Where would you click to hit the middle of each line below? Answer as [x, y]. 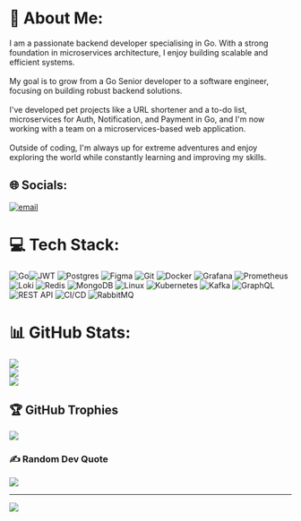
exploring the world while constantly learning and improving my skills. [138, 157]
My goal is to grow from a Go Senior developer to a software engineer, [139, 81]
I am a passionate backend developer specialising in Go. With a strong [139, 43]
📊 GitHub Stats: [70, 333]
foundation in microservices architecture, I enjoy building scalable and [139, 52]
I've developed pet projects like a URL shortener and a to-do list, [129, 109]
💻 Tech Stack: [64, 244]
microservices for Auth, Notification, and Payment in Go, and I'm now [137, 119]
